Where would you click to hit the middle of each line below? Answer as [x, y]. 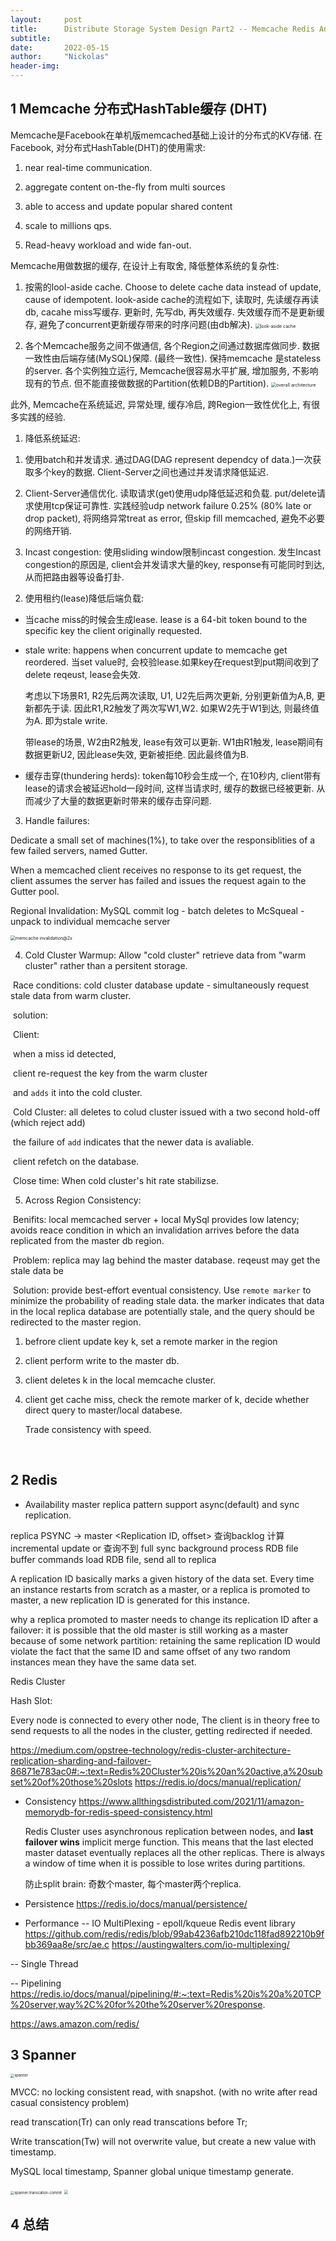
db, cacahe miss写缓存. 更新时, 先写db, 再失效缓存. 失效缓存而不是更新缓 [174, 312]
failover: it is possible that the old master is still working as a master [149, 1630]
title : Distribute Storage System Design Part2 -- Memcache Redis [162, 29]
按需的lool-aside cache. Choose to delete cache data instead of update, [173, 287]
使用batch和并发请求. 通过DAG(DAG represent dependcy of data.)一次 [168, 459]
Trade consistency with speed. [88, 1429]
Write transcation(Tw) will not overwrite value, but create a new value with [163, 2141]
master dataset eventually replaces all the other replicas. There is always [174, 1852]
